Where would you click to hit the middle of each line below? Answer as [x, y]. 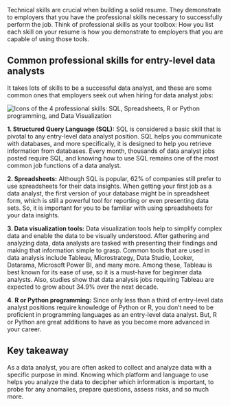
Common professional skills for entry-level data [111, 61]
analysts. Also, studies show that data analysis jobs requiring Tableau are [111, 279]
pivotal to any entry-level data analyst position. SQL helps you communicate [115, 136]
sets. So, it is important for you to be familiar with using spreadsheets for [110, 208]
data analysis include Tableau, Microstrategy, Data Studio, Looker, [101, 257]
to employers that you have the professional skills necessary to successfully [115, 17]
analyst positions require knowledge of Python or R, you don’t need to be [111, 307]
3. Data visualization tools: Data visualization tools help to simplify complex [115, 228]
